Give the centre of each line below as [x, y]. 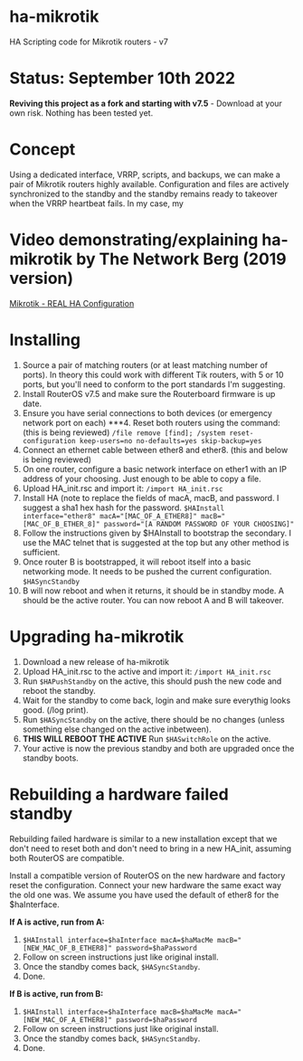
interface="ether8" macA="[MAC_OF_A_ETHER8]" [109, 516]
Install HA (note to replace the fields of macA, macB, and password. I [151, 497]
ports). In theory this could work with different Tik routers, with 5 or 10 [153, 374]
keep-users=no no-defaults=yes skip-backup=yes [171, 441]
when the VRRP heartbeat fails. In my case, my [96, 203]
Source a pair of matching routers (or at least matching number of [145, 365]
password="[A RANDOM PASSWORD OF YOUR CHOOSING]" [199, 524]
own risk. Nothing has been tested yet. [81, 113]
